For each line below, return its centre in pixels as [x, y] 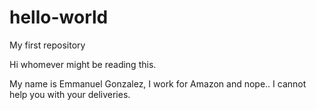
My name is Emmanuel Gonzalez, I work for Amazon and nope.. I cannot [158, 83]
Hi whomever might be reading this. [83, 64]
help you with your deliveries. [70, 94]
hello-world [59, 17]
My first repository [47, 45]
